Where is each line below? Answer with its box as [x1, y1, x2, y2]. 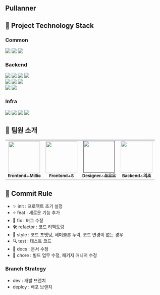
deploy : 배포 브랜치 [12, 283, 52, 290]
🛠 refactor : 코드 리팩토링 [12, 224, 65, 230]
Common [5, 36, 29, 44]
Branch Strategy [5, 265, 46, 272]
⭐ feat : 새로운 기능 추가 [12, 209, 61, 216]
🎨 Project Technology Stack [5, 21, 94, 30]
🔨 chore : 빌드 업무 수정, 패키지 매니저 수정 [12, 252, 97, 259]
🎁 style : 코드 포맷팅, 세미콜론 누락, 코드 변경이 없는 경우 [12, 232, 124, 238]
